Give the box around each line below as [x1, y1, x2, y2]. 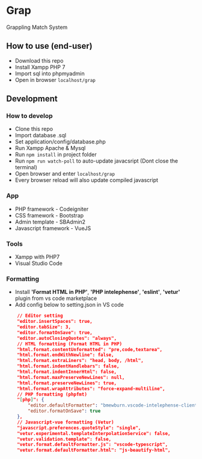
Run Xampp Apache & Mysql [14, 145, 86, 152]
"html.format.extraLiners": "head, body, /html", [17, 358, 144, 364]
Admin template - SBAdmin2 [14, 218, 86, 225]
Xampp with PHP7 [14, 254, 60, 261]
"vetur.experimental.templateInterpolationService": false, [17, 430, 171, 437]
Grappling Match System [6, 23, 68, 31]
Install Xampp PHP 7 [14, 63, 66, 70]
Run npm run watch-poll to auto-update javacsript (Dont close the [14, 157, 179, 164]
